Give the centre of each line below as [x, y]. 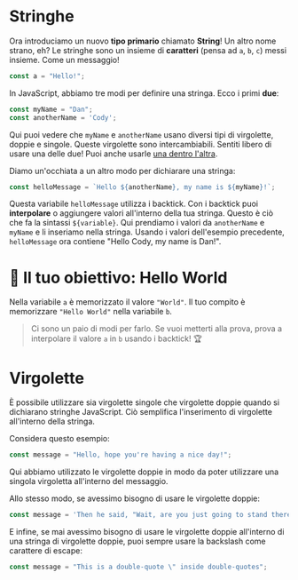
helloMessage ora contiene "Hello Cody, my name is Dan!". [115, 242]
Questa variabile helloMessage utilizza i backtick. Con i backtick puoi [134, 204]
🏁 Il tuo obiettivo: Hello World [118, 278]
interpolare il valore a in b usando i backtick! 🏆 [116, 338]
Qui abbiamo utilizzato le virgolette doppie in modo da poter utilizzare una [144, 472]
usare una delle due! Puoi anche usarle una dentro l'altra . [114, 154]
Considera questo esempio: [60, 439]
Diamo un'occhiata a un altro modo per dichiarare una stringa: [122, 171]
